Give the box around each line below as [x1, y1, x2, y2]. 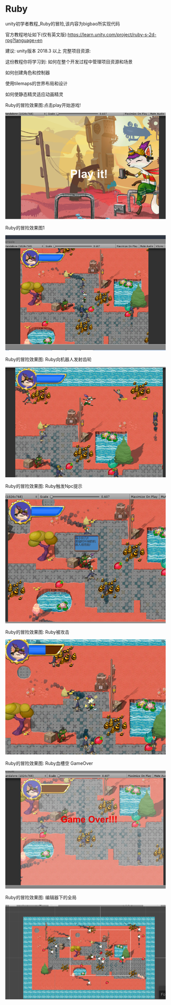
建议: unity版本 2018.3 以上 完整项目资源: [5, 48, 91, 54]
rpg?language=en [5, 37, 43, 43]
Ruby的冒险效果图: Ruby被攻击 [5, 629, 70, 635]
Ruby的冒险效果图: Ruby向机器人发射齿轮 [5, 356, 92, 362]
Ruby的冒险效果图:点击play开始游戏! [5, 102, 81, 108]
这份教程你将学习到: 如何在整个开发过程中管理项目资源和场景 [5, 58, 133, 64]
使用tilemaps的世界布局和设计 [5, 80, 68, 86]
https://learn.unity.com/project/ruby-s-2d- [68, 31, 157, 37]
